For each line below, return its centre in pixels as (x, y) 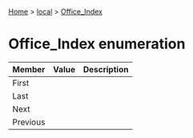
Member (29, 69)
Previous (29, 122)
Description (106, 69)
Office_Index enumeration (97, 44)
